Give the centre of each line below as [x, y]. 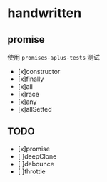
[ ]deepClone [37, 156]
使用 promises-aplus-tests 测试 [54, 57]
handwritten [45, 13]
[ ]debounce [36, 164]
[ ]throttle [31, 171]
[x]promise [34, 149]
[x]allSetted [35, 109]
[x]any [27, 102]
